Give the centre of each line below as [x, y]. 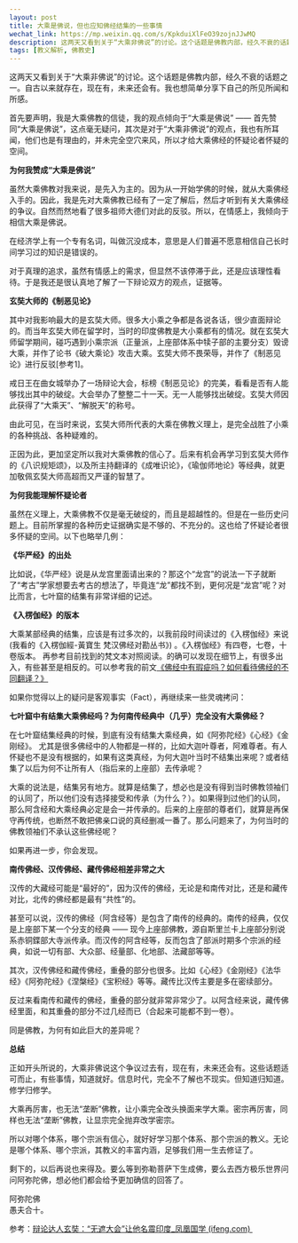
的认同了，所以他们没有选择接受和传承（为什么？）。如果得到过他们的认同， [147, 798]
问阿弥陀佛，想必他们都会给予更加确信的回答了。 [98, 1180]
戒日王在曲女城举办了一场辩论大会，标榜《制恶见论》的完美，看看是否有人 [145, 384]
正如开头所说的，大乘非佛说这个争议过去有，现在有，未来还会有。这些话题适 [149, 1068]
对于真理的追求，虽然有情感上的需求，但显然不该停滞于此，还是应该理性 [141, 271]
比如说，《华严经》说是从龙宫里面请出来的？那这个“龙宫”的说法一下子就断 [143, 574]
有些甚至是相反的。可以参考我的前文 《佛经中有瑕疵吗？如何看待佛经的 [153, 668]
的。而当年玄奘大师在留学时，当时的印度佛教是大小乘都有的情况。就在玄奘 [145, 331]
